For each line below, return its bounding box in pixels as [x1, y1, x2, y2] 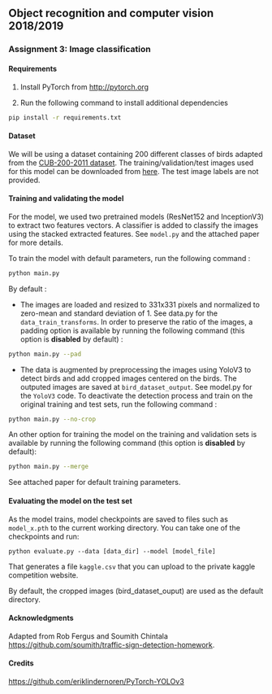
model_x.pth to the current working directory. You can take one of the [8, 522, 241, 532]
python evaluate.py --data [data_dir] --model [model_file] [8, 547, 217, 556]
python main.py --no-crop [8, 415, 96, 423]
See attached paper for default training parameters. [8, 478, 181, 487]
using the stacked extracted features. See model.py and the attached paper [8, 229, 260, 238]
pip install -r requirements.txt [8, 113, 122, 121]
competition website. [8, 570, 79, 580]
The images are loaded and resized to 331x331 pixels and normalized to [19, 299, 260, 309]
